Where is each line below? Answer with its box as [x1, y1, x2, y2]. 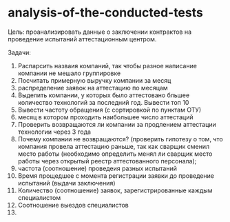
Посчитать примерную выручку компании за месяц [17, 76, 171, 84]
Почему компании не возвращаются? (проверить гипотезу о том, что [17, 134, 223, 143]
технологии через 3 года [17, 128, 92, 136]
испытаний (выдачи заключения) [17, 179, 116, 187]
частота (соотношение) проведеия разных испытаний [17, 164, 178, 172]
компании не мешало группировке [17, 69, 121, 77]
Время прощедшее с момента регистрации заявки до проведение [17, 171, 214, 180]
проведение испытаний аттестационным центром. [8, 34, 157, 43]
